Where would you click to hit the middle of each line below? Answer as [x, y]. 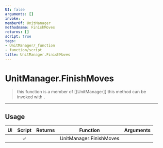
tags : [10, 41]
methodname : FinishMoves [30, 28]
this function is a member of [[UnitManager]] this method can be [81, 92]
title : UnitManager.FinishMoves [38, 54]
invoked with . [31, 97]
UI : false [15, 9]
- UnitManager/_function [30, 45]
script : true [18, 37]
